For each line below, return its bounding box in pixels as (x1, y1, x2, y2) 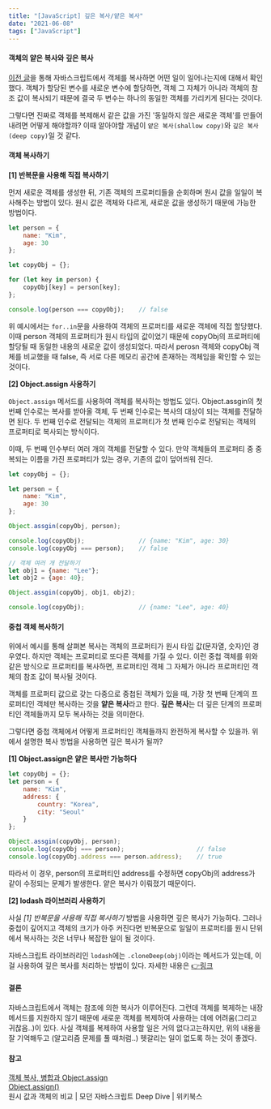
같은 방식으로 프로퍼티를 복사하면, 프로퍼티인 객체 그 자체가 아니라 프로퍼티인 (8, 662, 251, 672)
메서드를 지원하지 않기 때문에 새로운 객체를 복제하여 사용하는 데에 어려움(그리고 (8, 1013, 257, 1023)
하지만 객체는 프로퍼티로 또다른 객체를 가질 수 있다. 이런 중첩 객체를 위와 (32, 651, 259, 661)
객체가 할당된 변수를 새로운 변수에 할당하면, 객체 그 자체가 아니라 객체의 (25, 83, 250, 92)
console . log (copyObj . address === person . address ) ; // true (8, 853, 222, 861)
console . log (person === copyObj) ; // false (8, 305, 168, 313)
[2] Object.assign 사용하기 (8, 379, 96, 389)
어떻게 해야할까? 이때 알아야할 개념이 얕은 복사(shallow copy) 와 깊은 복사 (29, 120, 259, 130)
